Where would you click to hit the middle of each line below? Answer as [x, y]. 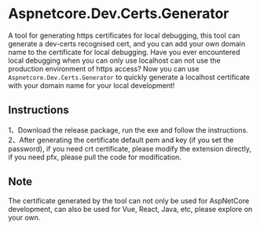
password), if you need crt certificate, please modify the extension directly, [130, 148]
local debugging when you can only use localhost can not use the [115, 60]
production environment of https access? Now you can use [104, 68]
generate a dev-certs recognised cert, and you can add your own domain [127, 43]
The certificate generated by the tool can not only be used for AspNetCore [129, 200]
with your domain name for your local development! [92, 85]
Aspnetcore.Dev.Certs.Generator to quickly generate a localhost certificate [129, 77]
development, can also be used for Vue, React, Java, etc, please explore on [130, 209]
